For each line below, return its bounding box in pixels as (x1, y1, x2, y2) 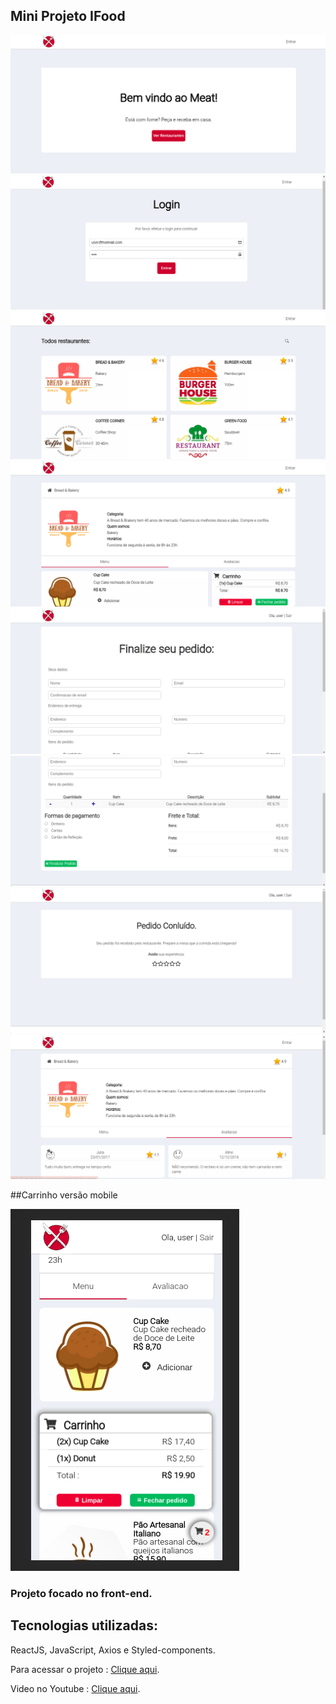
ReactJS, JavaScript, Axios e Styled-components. (10, 1644, 216, 1656)
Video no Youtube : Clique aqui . (10, 1682, 141, 1694)
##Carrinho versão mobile (10, 1189, 118, 1201)
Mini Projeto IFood (10, 8, 126, 25)
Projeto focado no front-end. (10, 1586, 153, 1600)
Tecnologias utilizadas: (10, 1617, 158, 1634)
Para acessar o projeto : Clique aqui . (10, 1663, 160, 1675)
